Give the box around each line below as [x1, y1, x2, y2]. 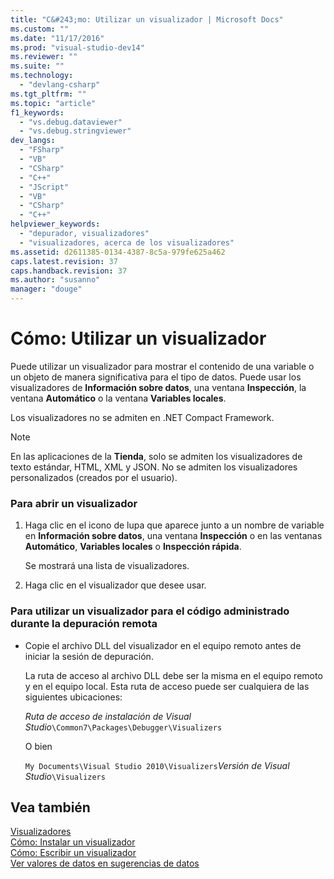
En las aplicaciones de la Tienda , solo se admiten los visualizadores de [10, 450, 303, 462]
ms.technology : [10, 71, 74, 81]
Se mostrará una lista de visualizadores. [24, 560, 190, 572]
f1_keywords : [10, 107, 65, 118]
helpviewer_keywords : [10, 219, 101, 230]
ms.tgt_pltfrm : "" [10, 89, 87, 99]
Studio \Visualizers [24, 770, 106, 782]
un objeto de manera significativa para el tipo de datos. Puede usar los [10, 371, 302, 383]
